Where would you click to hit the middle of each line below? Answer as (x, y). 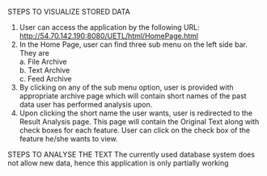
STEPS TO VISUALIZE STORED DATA (69, 12)
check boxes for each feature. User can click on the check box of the (135, 130)
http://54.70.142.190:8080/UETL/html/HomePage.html (109, 36)
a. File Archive (43, 61)
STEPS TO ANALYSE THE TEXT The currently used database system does (131, 154)
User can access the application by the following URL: (109, 27)
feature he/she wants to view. (68, 139)
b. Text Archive (44, 70)
